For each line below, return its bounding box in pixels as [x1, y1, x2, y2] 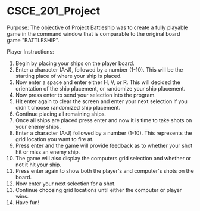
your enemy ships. [15, 123, 61, 130]
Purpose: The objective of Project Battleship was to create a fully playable [7, 24, 188, 31]
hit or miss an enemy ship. [15, 148, 80, 156]
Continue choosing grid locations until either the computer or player [15, 186, 182, 193]
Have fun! [15, 198, 40, 206]
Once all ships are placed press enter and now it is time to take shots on [15, 116, 192, 123]
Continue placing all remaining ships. [15, 110, 107, 117]
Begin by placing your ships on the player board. [15, 60, 135, 67]
